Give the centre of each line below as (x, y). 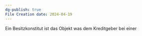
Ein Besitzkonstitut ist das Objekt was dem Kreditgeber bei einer (71, 28)
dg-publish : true (23, 10)
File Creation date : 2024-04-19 (39, 14)
